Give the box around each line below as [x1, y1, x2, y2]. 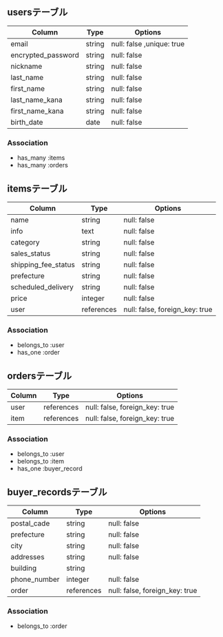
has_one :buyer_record [17, 464, 83, 473]
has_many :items [17, 154, 65, 162]
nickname [10, 61, 43, 71]
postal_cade [10, 519, 50, 528]
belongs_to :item [17, 457, 65, 466]
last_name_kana [10, 95, 63, 105]
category [10, 237, 40, 247]
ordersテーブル [7, 370, 72, 382]
